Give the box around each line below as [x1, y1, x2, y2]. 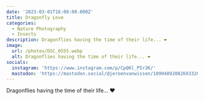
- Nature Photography [12, 25, 67, 32]
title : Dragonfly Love [6, 14, 64, 20]
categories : [6, 20, 36, 26]
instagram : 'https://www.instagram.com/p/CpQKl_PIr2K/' [12, 64, 156, 71]
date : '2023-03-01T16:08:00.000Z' [6, 8, 94, 15]
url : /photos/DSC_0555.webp [12, 48, 83, 54]
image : [6, 43, 23, 49]
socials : [6, 59, 29, 65]
